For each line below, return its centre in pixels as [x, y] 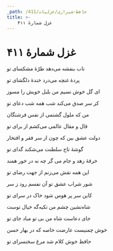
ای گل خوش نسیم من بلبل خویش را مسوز [54, 92]
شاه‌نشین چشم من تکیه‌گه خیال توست [49, 207]
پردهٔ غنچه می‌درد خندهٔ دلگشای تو [43, 80]
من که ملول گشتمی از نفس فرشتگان [48, 115]
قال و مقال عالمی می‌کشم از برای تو [47, 126]
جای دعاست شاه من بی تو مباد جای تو [49, 218]
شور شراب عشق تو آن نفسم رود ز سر [50, 184]
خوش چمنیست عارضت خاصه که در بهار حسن [57, 230]
